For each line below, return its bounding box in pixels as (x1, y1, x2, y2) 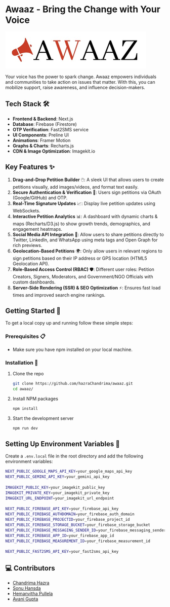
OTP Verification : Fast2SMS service (12, 126, 89, 132)
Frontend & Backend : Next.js (12, 116, 73, 122)
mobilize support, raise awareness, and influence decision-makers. (5, 84, 145, 90)
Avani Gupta (12, 596, 38, 602)
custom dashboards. (12, 279, 56, 285)
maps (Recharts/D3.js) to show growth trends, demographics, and (12, 221, 151, 227)
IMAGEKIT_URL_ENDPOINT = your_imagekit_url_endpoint (5, 495, 114, 501)
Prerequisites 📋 (5, 333, 46, 340)
